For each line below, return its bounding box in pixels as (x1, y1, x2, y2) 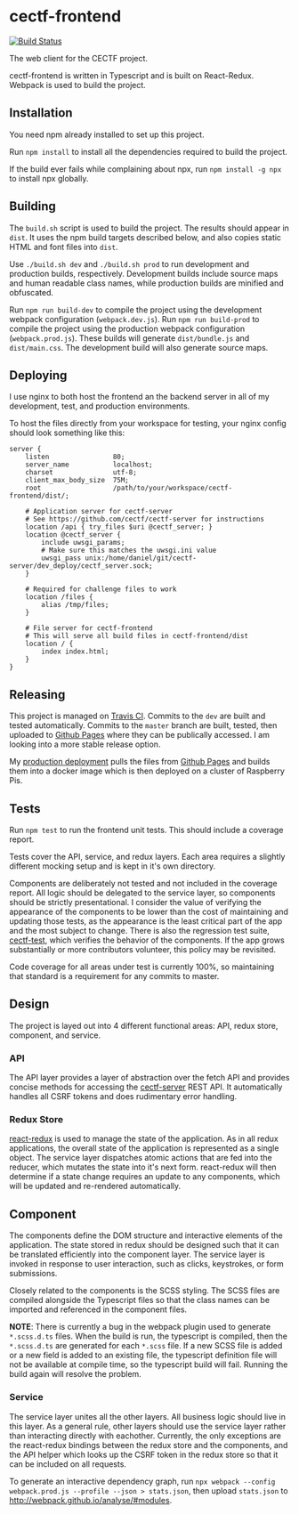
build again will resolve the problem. (9, 1369, 142, 1380)
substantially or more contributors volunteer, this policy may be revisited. (9, 944, 277, 954)
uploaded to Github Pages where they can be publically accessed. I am (9, 730, 270, 741)
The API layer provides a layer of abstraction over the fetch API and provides (9, 1073, 290, 1083)
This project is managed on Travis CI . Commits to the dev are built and (9, 710, 266, 722)
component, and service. (9, 1030, 101, 1040)
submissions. (9, 1268, 58, 1279)
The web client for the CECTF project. (9, 53, 149, 63)
